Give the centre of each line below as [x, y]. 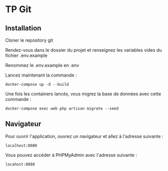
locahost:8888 [20, 164]
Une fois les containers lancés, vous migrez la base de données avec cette [83, 94]
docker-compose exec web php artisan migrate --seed [62, 109]
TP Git [18, 9]
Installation [23, 28]
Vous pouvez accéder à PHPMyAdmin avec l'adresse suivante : [71, 155]
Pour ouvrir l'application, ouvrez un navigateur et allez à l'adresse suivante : [84, 136]
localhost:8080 [21, 146]
